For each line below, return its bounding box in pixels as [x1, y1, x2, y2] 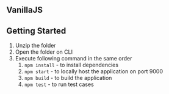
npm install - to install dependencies [24, 61, 119, 69]
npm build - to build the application [24, 74, 112, 82]
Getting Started [6, 26, 67, 36]
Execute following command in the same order [15, 55, 132, 62]
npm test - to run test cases [24, 81, 95, 88]
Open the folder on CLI [15, 48, 73, 56]
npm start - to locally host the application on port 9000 [24, 68, 164, 75]
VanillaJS [6, 5, 43, 15]
